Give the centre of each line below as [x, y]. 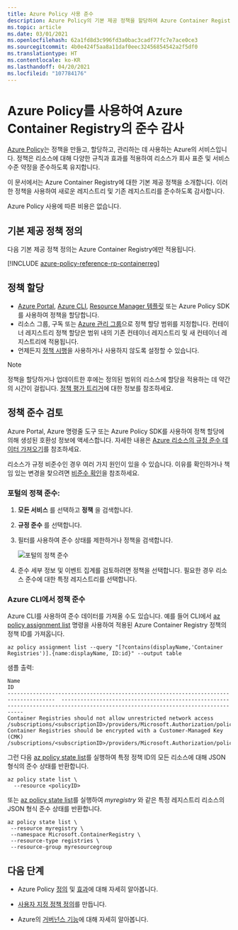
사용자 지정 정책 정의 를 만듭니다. [62, 904]
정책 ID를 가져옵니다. [36, 634]
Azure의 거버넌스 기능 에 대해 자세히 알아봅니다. [83, 919]
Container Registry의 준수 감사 [96, 128]
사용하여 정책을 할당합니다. [62, 315]
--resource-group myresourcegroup [61, 847]
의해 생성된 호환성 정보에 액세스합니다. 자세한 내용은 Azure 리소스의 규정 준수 [114, 440]
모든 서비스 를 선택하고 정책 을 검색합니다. [75, 510]
